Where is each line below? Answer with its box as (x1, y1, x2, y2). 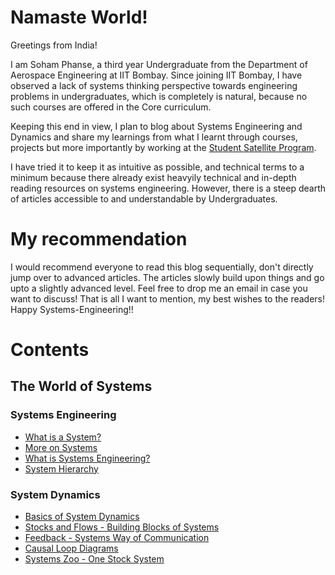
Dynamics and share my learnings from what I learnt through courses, (10, 131, 298, 143)
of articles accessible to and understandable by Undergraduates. (10, 192, 278, 205)
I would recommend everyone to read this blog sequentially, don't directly (10, 261, 314, 273)
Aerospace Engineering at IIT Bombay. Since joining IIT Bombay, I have (10, 69, 303, 81)
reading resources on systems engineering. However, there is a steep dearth (10, 182, 327, 194)
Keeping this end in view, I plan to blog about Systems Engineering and (10, 120, 303, 132)
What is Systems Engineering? (24, 452, 151, 464)
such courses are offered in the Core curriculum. (10, 101, 212, 113)
